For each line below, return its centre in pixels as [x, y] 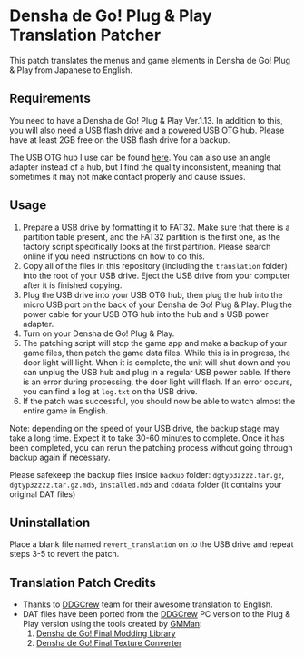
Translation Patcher [85, 35]
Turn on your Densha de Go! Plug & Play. [98, 333]
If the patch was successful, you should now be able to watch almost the [159, 401]
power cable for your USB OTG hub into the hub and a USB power [146, 314]
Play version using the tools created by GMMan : [112, 624]
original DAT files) [43, 494]
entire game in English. [65, 411]
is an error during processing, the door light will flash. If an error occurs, [157, 382]
